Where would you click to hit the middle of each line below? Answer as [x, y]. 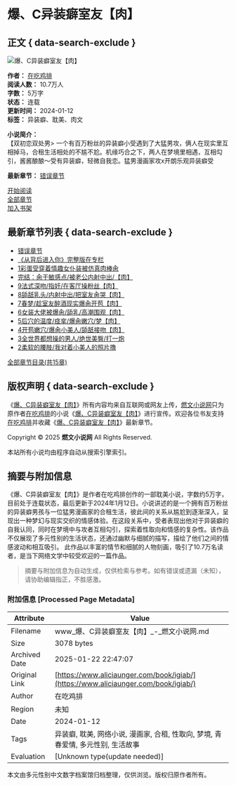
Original [24, 675]
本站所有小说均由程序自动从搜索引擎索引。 [69, 452]
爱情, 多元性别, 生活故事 [101, 744]
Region [22, 708]
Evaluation [28, 756]
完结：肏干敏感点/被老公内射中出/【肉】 [75, 277]
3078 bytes [74, 643]
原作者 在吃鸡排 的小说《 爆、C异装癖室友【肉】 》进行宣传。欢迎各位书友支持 [116, 413]
